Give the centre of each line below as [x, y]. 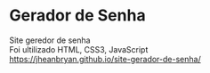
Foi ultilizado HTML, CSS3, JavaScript [79, 49]
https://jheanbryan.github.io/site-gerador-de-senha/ [105, 59]
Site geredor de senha [50, 40]
